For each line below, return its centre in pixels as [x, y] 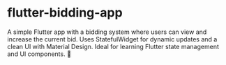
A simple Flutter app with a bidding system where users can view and [107, 32]
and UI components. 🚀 [39, 54]
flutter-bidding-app [65, 13]
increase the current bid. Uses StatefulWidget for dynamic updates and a [112, 39]
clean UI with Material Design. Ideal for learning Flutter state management [113, 46]
